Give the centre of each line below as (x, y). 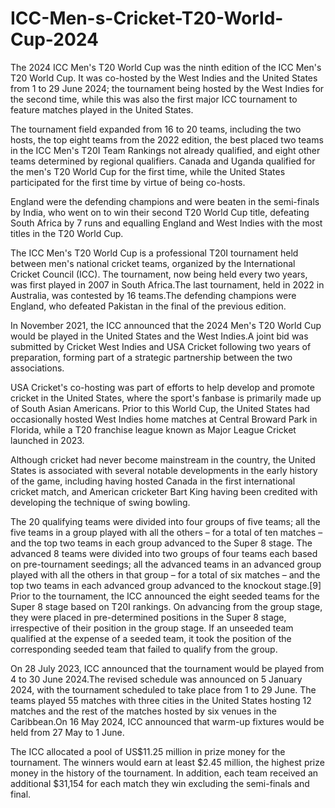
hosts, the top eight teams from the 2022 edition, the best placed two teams (167, 139)
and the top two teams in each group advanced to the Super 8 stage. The (161, 543)
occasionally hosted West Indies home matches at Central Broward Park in (164, 419)
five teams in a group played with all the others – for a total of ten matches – (166, 532)
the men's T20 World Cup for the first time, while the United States (148, 171)
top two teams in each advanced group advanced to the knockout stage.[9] (166, 585)
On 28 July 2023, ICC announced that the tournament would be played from (167, 668)
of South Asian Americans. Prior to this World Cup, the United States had (160, 408)
